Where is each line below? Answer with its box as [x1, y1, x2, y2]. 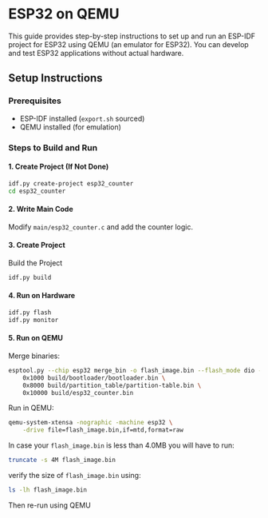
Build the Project [8, 257, 63, 268]
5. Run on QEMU [8, 333, 64, 343]
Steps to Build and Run [8, 141, 98, 153]
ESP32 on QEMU [8, 5, 120, 23]
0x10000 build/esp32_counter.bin [22, 388, 134, 396]
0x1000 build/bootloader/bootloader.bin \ [22, 373, 166, 382]
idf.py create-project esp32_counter [8, 179, 134, 188]
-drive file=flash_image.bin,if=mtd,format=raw [22, 426, 183, 434]
